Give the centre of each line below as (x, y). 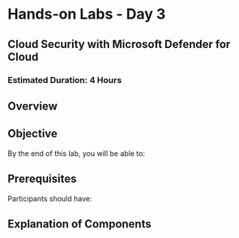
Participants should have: (50, 198)
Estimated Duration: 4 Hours (65, 80)
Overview (33, 106)
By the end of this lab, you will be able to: (76, 153)
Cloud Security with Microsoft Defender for (119, 44)
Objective (33, 134)
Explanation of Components (79, 224)
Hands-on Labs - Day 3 (87, 14)
